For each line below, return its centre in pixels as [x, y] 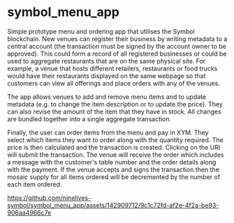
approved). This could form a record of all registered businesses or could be [117, 54]
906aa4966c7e [29, 213]
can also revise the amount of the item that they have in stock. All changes [114, 111]
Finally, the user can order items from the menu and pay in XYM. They [108, 132]
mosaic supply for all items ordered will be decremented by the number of [114, 177]
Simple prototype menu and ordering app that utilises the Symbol [101, 31]
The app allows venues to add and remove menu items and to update [107, 97]
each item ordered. [35, 184]
